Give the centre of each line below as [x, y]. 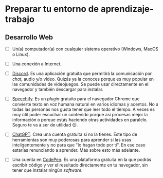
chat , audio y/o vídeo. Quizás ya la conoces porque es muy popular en [83, 79]
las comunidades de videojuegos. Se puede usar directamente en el [80, 84]
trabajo [20, 19]
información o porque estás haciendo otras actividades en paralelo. [80, 120]
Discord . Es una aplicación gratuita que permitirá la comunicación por [82, 73]
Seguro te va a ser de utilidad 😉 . [45, 125]
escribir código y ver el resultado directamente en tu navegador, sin [80, 165]
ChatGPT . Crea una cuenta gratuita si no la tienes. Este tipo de [75, 134]
